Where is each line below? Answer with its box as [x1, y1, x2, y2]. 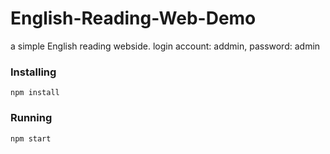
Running [10, 111, 53, 125]
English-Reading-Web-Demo [10, 7, 257, 30]
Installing [10, 65, 57, 79]
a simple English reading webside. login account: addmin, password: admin [10, 40, 321, 52]
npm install [10, 88, 60, 98]
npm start [10, 133, 52, 144]
